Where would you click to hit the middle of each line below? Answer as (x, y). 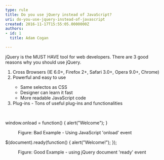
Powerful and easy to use (39, 77)
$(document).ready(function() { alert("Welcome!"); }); (61, 142)
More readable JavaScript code (53, 98)
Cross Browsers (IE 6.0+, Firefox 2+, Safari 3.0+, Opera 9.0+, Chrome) (86, 72)
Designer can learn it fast (47, 92)
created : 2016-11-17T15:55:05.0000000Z (47, 24)
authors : (14, 29)
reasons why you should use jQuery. (43, 62)
